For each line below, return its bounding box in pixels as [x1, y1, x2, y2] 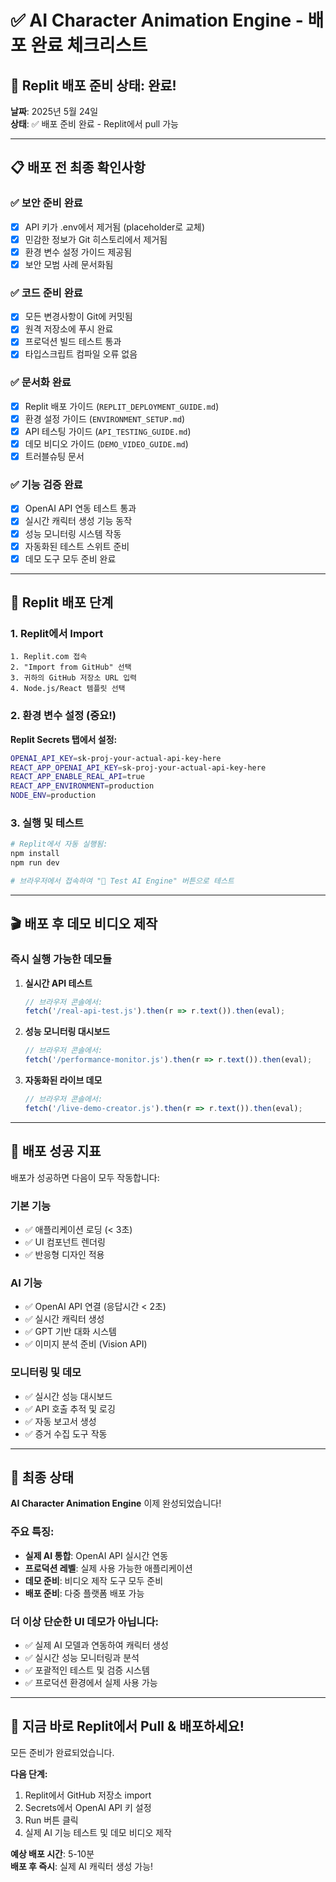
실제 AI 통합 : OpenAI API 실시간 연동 [24, 1549, 169, 1561]
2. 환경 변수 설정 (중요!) [10, 709, 117, 723]
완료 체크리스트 [30, 34, 148, 57]
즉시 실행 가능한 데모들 [10, 952, 113, 966]
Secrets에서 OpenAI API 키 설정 [24, 1801, 152, 1813]
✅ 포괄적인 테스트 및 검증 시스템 [24, 1664, 150, 1676]
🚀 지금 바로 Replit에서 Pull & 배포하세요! [10, 1718, 245, 1735]
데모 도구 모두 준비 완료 [24, 552, 117, 565]
